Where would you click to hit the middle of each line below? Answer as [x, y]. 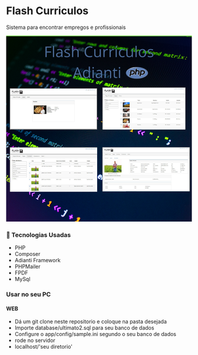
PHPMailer [27, 266]
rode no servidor [35, 340]
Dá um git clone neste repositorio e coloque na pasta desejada [90, 322]
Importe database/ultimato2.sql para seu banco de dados [84, 328]
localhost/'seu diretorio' [43, 347]
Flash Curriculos [47, 11]
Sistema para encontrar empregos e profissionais [66, 27]
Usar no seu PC [29, 295]
